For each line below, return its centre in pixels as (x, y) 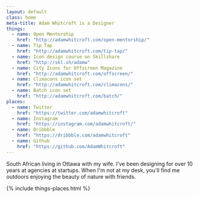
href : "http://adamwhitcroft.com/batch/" (70, 96)
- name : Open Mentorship (43, 34)
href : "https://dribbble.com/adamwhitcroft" (74, 136)
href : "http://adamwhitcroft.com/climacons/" (75, 85)
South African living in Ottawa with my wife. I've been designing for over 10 (99, 164)
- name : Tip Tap (32, 46)
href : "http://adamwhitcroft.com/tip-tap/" (73, 51)
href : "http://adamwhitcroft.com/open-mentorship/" (83, 40)
